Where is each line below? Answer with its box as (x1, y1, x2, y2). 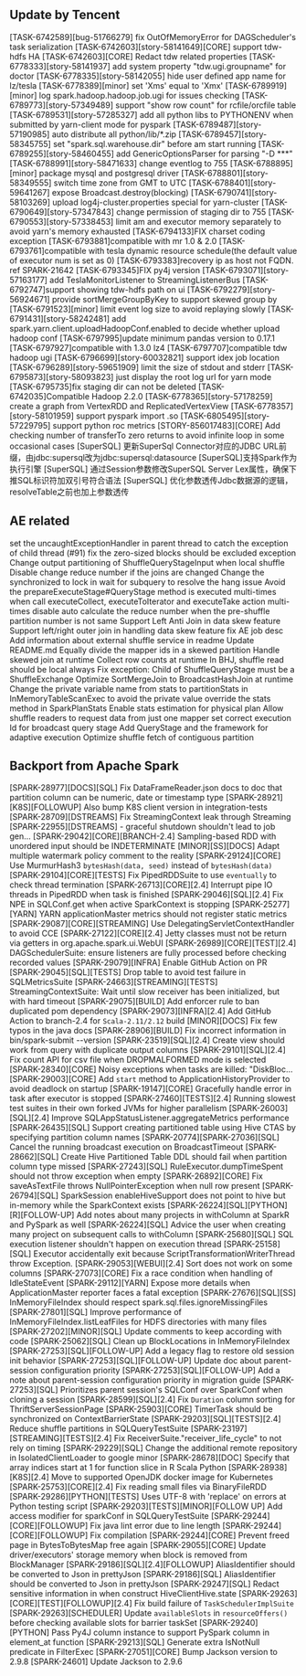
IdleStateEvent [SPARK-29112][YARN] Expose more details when (9, 1278, 251, 1289)
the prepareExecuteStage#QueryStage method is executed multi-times (9, 586, 277, 597)
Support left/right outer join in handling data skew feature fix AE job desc (9, 625, 284, 636)
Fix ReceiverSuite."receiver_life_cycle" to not (113, 1433, 282, 1444)
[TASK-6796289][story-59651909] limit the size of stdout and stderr (9, 361, 266, 373)
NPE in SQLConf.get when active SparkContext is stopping (9, 899, 230, 910)
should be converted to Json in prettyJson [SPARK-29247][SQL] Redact (9, 1578, 280, 1589)
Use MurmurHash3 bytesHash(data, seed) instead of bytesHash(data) (9, 860, 273, 871)
